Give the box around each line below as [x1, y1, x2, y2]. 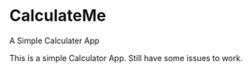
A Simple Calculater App [9, 35, 100, 46]
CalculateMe [9, 5, 106, 26]
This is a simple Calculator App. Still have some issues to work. [9, 52, 243, 63]
